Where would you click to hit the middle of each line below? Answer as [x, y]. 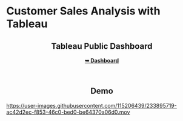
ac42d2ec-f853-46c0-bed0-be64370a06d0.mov [68, 112]
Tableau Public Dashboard [102, 46]
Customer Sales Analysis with [83, 11]
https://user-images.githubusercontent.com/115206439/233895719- [91, 105]
